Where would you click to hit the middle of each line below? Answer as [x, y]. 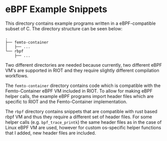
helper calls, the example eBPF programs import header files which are [79, 96]
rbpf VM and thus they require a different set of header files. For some [79, 117]
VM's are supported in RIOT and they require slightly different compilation [82, 70]
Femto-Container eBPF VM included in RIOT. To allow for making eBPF [79, 91]
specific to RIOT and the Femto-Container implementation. [66, 102]
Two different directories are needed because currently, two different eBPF [84, 65]
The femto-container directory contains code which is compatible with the [83, 85]
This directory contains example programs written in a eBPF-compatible [80, 23]
